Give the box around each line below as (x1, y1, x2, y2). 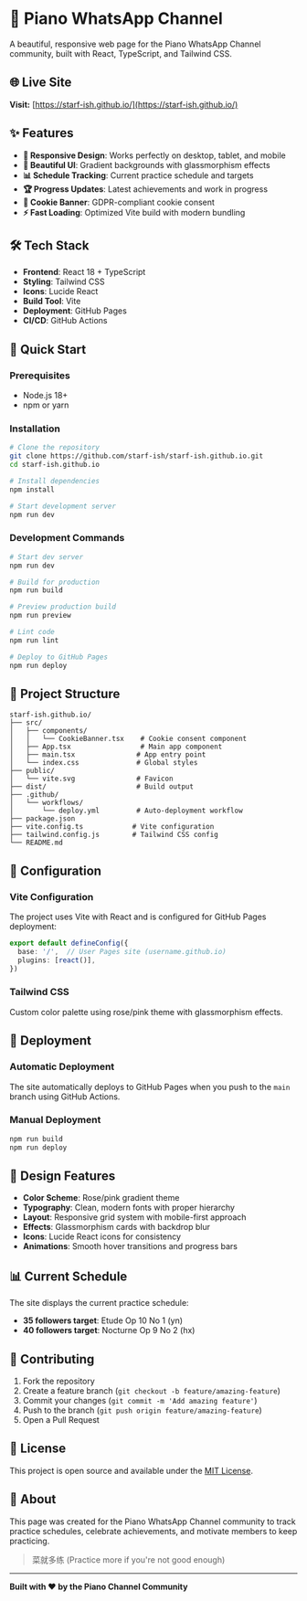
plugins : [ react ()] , (17, 955, 96, 965)
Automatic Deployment (9, 1060, 115, 1073)
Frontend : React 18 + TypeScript (22, 267, 146, 278)
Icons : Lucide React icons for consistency (22, 1231, 181, 1242)
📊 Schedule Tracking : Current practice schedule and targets (22, 169, 254, 181)
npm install (9, 484, 55, 494)
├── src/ (9, 718, 43, 727)
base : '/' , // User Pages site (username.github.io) (17, 947, 227, 956)
